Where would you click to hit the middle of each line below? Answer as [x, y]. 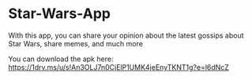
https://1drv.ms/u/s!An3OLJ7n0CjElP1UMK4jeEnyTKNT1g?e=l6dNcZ [118, 67]
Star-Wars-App [59, 14]
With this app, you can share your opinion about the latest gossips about [126, 35]
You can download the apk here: [61, 59]
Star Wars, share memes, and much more [76, 43]
